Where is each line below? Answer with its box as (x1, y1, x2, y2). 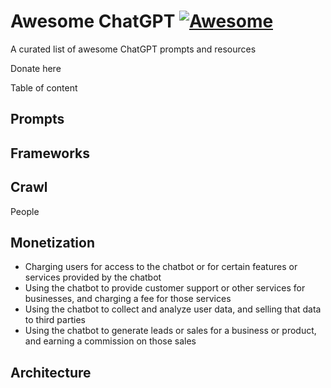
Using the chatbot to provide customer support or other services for (24, 282, 306, 294)
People (10, 205, 40, 217)
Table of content (10, 81, 78, 94)
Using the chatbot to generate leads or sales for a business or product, (24, 325, 317, 337)
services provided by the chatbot (24, 271, 162, 284)
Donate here (10, 62, 62, 74)
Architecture (10, 364, 92, 381)
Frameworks (10, 145, 91, 162)
